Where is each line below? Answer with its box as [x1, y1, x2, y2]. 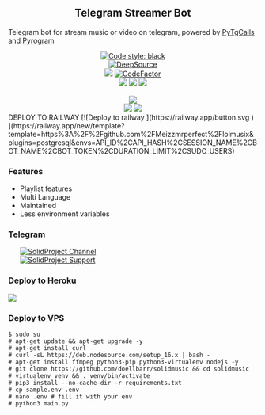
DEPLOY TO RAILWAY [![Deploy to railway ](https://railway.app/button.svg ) [8, 112, 255, 122]
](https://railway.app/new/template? [8, 120, 125, 130]
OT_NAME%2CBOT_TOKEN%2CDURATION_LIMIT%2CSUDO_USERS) [8, 146, 235, 155]
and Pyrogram [8, 36, 55, 45]
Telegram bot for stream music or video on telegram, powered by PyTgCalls [8, 27, 255, 36]
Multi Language [19, 192, 71, 202]
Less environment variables [19, 209, 110, 219]
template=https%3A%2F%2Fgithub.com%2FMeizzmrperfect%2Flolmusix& [8, 129, 255, 139]
